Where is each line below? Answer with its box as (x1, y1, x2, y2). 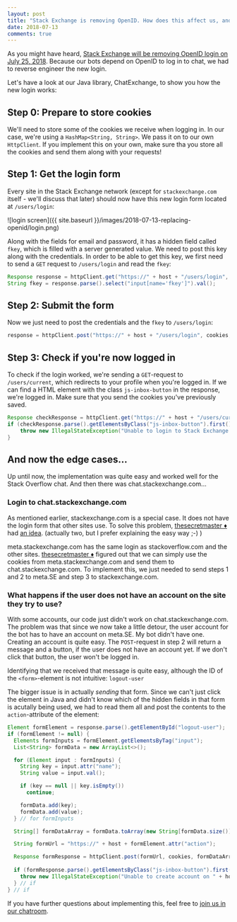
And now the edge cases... (7, 454, 128, 466)
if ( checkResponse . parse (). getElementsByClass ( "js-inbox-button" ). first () (7, 421, 232, 428)
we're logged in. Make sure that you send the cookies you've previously (7, 393, 217, 402)
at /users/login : (7, 202, 55, 210)
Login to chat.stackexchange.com (7, 497, 127, 507)
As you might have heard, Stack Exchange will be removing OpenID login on (7, 50, 228, 58)
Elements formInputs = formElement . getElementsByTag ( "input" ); (13, 737, 203, 744)
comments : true (7, 30, 52, 38)
